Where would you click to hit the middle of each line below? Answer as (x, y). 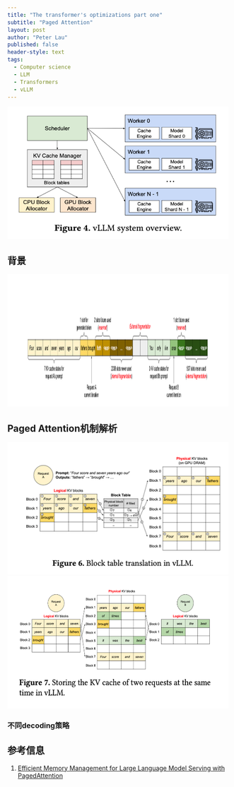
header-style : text (36, 52)
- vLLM (23, 89)
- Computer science (42, 67)
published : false (33, 45)
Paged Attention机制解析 (63, 428)
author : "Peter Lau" (38, 37)
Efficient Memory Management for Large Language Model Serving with (121, 768)
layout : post (27, 30)
